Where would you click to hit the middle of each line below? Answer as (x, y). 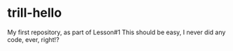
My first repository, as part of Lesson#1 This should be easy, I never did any (116, 32)
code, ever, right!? (33, 39)
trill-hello (35, 13)
